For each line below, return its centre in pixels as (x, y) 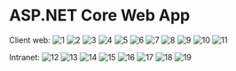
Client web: (30, 40)
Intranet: (24, 57)
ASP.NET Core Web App (100, 16)
